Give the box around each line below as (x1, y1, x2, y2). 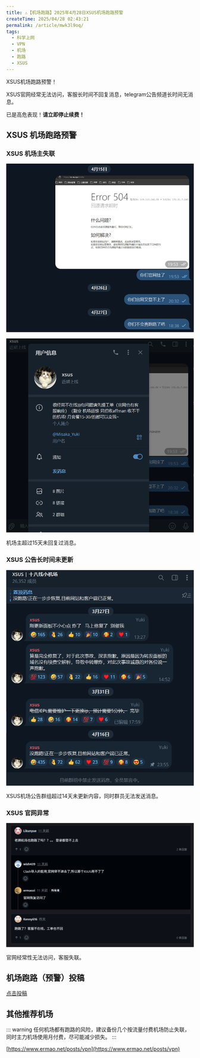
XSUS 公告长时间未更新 (6, 556, 74, 564)
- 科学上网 (11, 35, 35, 41)
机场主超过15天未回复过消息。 (6, 539, 79, 546)
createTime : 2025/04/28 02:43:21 (6, 16, 89, 22)
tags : (6, 29, 20, 35)
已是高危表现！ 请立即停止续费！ (6, 111, 85, 118)
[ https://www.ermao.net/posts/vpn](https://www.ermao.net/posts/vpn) (6, 1045, 180, 1053)
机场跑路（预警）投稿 (6, 973, 85, 983)
